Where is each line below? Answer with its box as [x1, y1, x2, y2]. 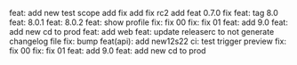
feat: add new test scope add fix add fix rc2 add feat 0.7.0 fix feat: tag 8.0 [9, 8, 278, 18]
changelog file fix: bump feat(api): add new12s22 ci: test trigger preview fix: [9, 36, 287, 46]
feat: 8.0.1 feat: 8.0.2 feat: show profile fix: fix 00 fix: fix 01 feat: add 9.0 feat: [9, 17, 289, 28]
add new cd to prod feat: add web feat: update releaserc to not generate [9, 27, 275, 37]
